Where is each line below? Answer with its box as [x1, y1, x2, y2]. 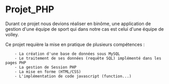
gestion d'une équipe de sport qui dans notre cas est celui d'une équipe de [5, 26, 164, 32]
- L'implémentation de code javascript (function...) [14, 73, 132, 79]
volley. [5, 31, 19, 37]
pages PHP [5, 60, 27, 65]
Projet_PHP [5, 4, 55, 15]
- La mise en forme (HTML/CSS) [14, 69, 81, 74]
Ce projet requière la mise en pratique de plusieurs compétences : [5, 41, 145, 47]
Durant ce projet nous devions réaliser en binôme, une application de [5, 20, 151, 27]
